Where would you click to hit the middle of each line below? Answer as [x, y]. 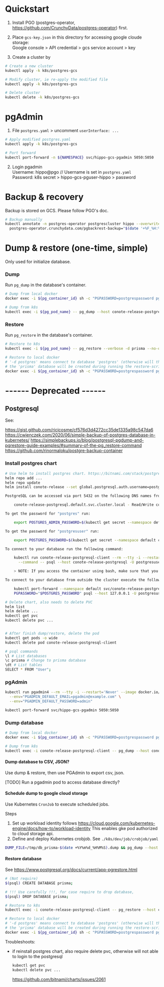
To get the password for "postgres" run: [48, 514]
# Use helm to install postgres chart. [46, 473]
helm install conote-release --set [41, 487]
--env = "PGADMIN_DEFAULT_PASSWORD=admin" [51, 701]
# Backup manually [24, 219]
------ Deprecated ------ [55, 391]
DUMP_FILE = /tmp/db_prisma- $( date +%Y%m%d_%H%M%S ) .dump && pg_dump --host [82, 848]
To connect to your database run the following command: [64, 549]
